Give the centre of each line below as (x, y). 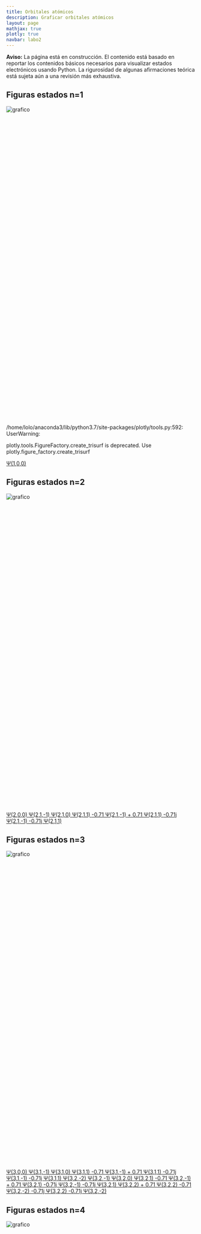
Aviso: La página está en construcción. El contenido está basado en (91, 57)
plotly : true (22, 34)
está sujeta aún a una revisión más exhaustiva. (64, 76)
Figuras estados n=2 (46, 482)
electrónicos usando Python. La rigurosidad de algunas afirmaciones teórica (100, 69)
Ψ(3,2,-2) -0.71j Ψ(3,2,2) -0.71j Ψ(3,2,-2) (56, 1191)
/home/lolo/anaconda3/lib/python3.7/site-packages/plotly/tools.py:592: (95, 427)
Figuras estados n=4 (46, 1210)
